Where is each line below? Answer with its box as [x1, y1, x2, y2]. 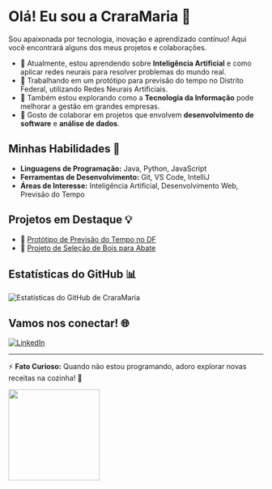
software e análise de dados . [19, 118, 120, 128]
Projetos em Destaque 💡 [8, 213, 133, 227]
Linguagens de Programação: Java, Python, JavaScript [19, 164, 207, 173]
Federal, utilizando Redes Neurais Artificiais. [19, 84, 168, 94]
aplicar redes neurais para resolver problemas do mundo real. [19, 66, 227, 76]
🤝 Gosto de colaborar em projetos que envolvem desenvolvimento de [19, 109, 254, 120]
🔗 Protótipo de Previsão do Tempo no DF [19, 234, 156, 244]
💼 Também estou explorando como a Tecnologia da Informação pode [19, 92, 254, 102]
